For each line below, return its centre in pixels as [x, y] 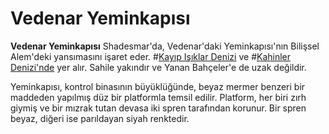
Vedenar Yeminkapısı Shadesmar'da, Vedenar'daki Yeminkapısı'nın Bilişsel [165, 46]
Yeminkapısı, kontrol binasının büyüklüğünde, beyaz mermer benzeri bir [158, 86]
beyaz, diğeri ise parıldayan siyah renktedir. [100, 118]
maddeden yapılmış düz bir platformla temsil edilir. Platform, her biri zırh [158, 97]
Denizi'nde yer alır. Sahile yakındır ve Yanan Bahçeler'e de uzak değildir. [158, 67]
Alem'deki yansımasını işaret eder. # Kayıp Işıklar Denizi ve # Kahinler [151, 56]
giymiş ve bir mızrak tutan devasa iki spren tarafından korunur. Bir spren [158, 108]
